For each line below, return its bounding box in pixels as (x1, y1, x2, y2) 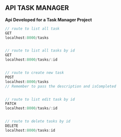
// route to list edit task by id (5, 97, 75, 102)
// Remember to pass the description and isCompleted (5, 84, 117, 89)
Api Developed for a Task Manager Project (5, 17, 92, 22)
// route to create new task (5, 70, 64, 75)
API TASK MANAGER (5, 4, 69, 12)
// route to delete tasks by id (5, 119, 70, 124)
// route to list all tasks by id (5, 48, 75, 53)
